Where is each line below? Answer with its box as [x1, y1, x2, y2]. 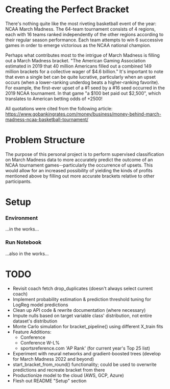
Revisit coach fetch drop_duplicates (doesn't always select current [12, 285, 153, 291]
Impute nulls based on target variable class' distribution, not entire [12, 312, 152, 318]
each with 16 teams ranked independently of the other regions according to [5, 31, 164, 37]
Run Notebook [5, 239, 42, 246]
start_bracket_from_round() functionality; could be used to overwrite [12, 361, 157, 368]
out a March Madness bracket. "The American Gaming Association [5, 57, 146, 63]
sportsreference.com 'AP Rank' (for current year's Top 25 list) [20, 345, 151, 351]
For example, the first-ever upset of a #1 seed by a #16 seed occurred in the [5, 84, 165, 90]
